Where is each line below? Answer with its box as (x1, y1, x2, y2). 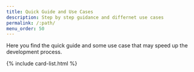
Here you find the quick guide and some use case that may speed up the (6, 42, 188, 49)
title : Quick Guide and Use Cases (6, 8, 94, 15)
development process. (6, 49, 62, 56)
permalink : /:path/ (6, 20, 56, 26)
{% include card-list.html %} (6, 60, 78, 67)
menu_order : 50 (6, 25, 45, 32)
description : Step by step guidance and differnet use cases (6, 14, 164, 20)
